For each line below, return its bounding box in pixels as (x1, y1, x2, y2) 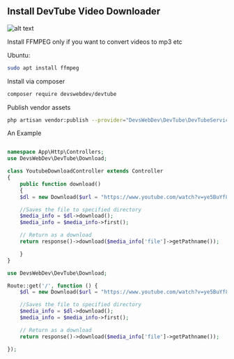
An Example (7, 129, 42, 138)
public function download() (19, 180, 101, 187)
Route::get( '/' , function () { (7, 282, 98, 289)
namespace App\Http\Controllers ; (7, 149, 104, 156)
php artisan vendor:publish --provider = (7, 116, 127, 124)
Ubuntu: (7, 51, 31, 59)
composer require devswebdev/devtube (7, 90, 117, 97)
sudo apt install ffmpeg (7, 64, 79, 72)
